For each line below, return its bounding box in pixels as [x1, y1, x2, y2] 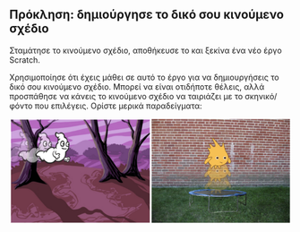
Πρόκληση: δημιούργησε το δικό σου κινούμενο [9, 7, 285, 22]
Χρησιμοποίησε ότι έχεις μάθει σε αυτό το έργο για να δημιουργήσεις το [9, 72, 279, 82]
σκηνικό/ [244, 90, 278, 101]
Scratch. [9, 54, 40, 65]
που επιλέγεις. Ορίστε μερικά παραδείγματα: [34, 100, 203, 111]
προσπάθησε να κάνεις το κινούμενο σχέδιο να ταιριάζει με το [9, 90, 244, 101]
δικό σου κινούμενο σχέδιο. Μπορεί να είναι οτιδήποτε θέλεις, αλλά [9, 81, 265, 92]
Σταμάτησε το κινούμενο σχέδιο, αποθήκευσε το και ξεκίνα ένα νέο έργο [9, 45, 282, 56]
